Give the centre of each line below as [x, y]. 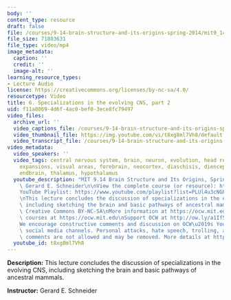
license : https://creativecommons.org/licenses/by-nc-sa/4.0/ [98, 90]
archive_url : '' [36, 122]
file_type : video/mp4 [38, 45]
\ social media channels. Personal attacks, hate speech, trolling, [120, 231]
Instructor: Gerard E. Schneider [52, 291]
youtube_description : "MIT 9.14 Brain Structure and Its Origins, [110, 179]
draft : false [26, 26]
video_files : [26, 115]
